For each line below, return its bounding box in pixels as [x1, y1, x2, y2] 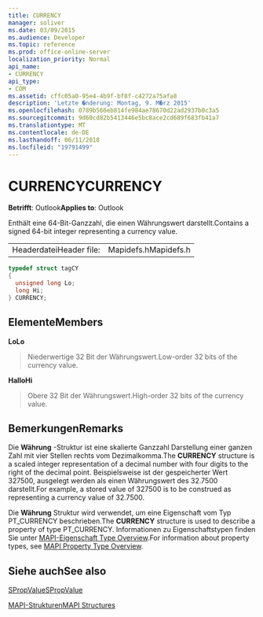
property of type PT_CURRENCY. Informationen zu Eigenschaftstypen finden [8, 525, 256, 534]
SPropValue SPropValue [8, 586, 83, 595]
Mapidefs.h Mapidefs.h [108, 245, 191, 256]
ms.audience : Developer [8, 33, 86, 42]
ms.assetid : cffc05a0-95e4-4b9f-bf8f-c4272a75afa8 [8, 92, 177, 100]
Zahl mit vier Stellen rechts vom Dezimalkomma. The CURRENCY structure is [8, 451, 255, 460]
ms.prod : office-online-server [8, 48, 111, 56]
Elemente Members [8, 316, 104, 329]
